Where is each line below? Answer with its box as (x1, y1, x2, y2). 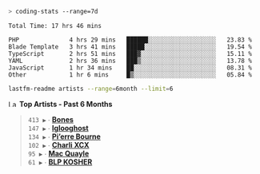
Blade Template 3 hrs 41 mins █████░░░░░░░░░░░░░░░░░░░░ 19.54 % (8, 42, 252, 51)
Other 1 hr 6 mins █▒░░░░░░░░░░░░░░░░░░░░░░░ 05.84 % (8, 70, 252, 79)
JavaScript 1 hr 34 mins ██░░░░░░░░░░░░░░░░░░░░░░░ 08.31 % (8, 64, 252, 72)
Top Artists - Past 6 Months (18, 99, 113, 109)
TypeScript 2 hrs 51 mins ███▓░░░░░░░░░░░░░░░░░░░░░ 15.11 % (8, 49, 252, 57)
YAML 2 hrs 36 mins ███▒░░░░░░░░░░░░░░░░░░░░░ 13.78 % (8, 57, 252, 65)
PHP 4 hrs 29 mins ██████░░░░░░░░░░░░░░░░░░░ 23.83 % (8, 36, 252, 44)
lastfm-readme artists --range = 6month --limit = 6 (8, 85, 174, 93)
